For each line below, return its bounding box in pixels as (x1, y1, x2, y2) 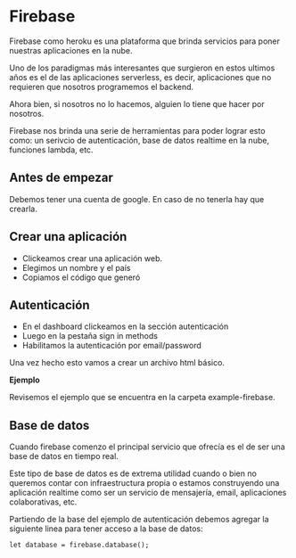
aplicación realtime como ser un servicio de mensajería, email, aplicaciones (9, 488, 287, 498)
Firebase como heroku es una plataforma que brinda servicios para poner (9, 36, 281, 46)
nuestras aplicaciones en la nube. (9, 45, 133, 55)
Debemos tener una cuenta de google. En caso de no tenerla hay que (9, 193, 265, 204)
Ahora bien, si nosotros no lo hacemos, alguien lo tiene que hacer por (9, 98, 265, 109)
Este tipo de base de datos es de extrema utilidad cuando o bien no (9, 468, 257, 479)
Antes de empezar (9, 170, 113, 185)
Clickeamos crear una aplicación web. (21, 252, 163, 264)
